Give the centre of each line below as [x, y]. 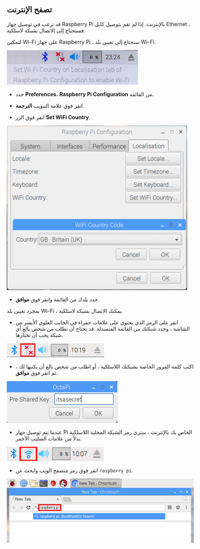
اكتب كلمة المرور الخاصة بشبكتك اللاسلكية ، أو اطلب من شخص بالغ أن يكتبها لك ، [104, 366]
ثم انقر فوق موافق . [36, 373]
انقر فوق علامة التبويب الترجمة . [50, 106]
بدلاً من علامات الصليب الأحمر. [48, 438]
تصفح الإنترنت [29, 10]
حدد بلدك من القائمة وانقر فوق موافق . [57, 299]
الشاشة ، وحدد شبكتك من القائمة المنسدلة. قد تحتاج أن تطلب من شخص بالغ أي [102, 328]
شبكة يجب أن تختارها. [39, 335]
